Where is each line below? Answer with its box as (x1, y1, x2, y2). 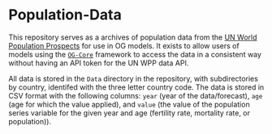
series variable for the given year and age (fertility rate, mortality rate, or (8, 107, 250, 118)
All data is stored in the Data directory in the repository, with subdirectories (8, 73, 258, 83)
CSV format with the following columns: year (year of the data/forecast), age (8, 90, 263, 100)
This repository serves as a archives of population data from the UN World (8, 32, 257, 42)
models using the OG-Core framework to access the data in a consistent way (8, 49, 262, 59)
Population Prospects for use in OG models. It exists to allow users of (8, 40, 240, 50)
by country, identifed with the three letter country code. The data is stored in (8, 82, 265, 92)
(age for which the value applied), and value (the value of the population (8, 99, 250, 109)
